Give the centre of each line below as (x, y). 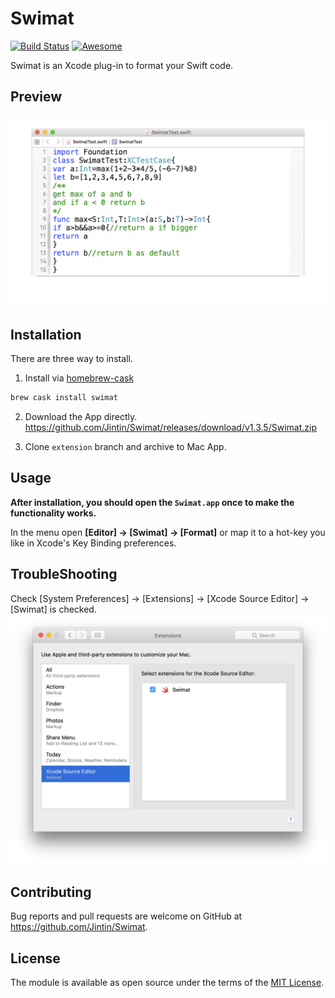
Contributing (51, 892)
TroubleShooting (64, 574)
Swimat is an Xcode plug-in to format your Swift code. (122, 65)
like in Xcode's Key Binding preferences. (93, 543)
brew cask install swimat (64, 398)
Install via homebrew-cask (79, 378)
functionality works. (53, 513)
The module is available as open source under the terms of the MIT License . (167, 982)
